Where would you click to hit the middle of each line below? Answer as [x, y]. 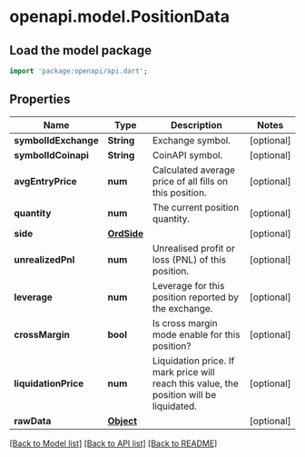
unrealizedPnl [44, 259]
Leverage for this [188, 285]
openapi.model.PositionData [119, 17]
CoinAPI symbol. [187, 154]
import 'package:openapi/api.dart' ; [79, 71]
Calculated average [194, 170]
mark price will [183, 372]
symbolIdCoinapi [51, 154]
